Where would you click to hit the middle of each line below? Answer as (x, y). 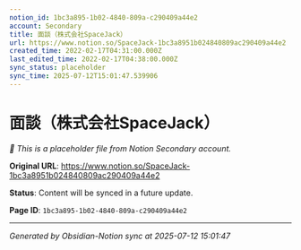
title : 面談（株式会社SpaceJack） (68, 34)
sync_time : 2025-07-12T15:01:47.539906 (84, 76)
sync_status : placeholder (57, 68)
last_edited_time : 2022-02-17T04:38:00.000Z (94, 59)
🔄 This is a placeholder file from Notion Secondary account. (120, 148)
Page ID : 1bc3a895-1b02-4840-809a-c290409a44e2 (99, 210)
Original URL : (34, 166)
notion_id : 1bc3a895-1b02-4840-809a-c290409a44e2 (104, 17)
